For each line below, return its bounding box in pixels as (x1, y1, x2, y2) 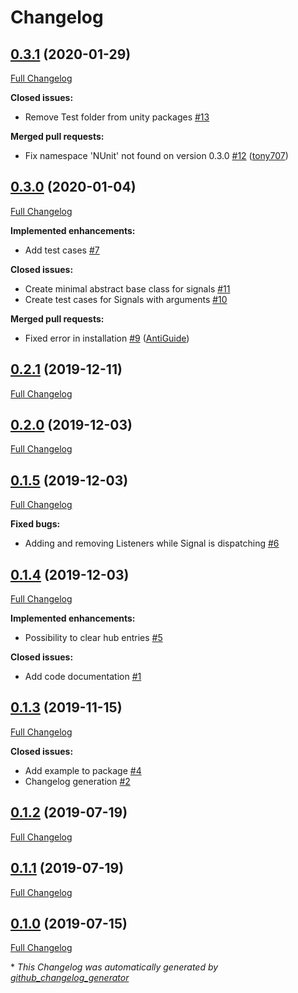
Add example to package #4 (24, 764, 142, 776)
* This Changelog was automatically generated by (10, 961, 219, 973)
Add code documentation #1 (24, 671, 142, 683)
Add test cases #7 (24, 244, 100, 256)
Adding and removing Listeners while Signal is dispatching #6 (24, 537, 280, 550)
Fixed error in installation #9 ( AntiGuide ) (24, 332, 190, 344)
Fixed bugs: (10, 518, 61, 530)
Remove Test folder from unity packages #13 (24, 111, 210, 123)
